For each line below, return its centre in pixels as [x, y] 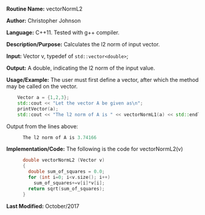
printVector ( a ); [38, 109]
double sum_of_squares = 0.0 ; [67, 172]
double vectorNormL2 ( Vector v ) [63, 160]
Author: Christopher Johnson [44, 20]
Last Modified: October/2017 [43, 206]
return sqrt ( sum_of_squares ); [67, 189]
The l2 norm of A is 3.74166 [59, 137]
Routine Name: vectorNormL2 [45, 9]
